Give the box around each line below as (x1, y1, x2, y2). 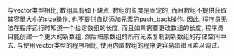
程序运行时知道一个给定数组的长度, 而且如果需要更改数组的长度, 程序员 (19, 24, 223, 31)
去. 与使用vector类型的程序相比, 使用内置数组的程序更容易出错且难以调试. (7, 41, 219, 49)
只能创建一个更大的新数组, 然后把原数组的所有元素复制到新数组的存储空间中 (7, 32, 226, 41)
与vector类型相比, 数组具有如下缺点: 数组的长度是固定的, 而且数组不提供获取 (7, 6, 227, 14)
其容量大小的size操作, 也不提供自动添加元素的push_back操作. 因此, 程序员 (7, 15, 221, 23)
